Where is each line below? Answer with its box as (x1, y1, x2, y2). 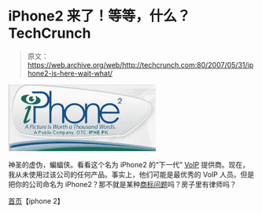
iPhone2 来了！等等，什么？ (8, 7, 191, 25)
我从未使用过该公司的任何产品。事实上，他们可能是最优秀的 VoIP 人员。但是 (8, 170, 254, 179)
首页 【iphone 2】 (8, 196, 65, 205)
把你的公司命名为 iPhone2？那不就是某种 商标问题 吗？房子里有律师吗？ (8, 179, 237, 189)
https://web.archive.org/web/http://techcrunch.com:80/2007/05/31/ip (27, 60, 254, 69)
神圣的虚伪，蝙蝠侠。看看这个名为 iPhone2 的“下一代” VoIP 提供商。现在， (8, 160, 250, 169)
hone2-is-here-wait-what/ (27, 68, 113, 78)
